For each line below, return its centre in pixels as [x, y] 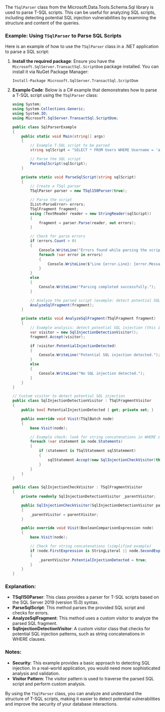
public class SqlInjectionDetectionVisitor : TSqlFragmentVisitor [82, 401]
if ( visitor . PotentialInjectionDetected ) [73, 346]
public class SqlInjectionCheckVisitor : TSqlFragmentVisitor [77, 487]
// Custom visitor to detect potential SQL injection [68, 396]
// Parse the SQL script [56, 159]
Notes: [13, 652]
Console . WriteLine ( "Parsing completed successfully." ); [97, 287]
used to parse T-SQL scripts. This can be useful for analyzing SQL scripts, [81, 12]
